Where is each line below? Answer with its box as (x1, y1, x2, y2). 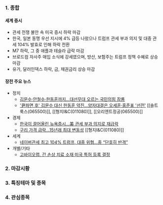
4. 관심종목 (5, 194, 30, 201)
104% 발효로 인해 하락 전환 (17, 42, 70, 48)
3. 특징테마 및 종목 (5, 179, 46, 186)
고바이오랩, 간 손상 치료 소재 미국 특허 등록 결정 (19, 151, 110, 158)
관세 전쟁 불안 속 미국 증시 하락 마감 (12, 29, 81, 35)
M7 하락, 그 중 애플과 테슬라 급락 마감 (12, 48, 85, 54)
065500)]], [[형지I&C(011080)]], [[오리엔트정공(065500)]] (29, 109, 143, 115)
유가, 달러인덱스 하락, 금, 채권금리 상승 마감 (12, 66, 95, 72)
